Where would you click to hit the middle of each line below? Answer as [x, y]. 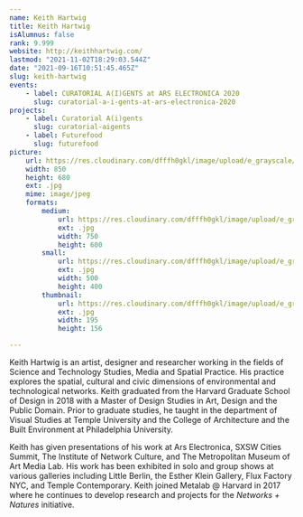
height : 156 [80, 329]
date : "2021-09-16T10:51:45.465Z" [74, 69]
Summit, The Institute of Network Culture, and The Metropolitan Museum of [150, 456]
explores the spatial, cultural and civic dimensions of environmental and [143, 381]
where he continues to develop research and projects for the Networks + [145, 495]
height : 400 [80, 287]
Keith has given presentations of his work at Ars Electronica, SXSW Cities [146, 447]
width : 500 [78, 278]
